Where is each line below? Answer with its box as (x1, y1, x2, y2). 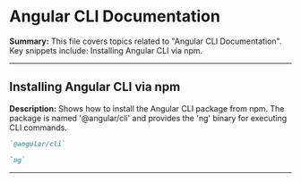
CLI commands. (9, 122, 67, 133)
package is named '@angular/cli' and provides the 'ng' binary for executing (9, 112, 288, 123)
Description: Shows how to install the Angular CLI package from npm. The (9, 103, 285, 113)
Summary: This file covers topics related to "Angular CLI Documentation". (9, 36, 282, 46)
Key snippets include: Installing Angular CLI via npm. (9, 45, 203, 55)
